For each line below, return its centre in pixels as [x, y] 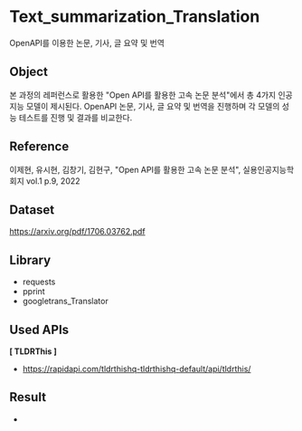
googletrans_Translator [65, 302]
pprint [33, 292]
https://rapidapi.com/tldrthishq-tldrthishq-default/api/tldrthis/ [137, 369]
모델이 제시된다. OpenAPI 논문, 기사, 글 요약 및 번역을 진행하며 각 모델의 [153, 106]
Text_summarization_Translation [135, 17]
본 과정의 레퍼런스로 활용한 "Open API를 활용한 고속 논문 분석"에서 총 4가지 [143, 95]
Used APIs [39, 329]
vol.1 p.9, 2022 [53, 181]
